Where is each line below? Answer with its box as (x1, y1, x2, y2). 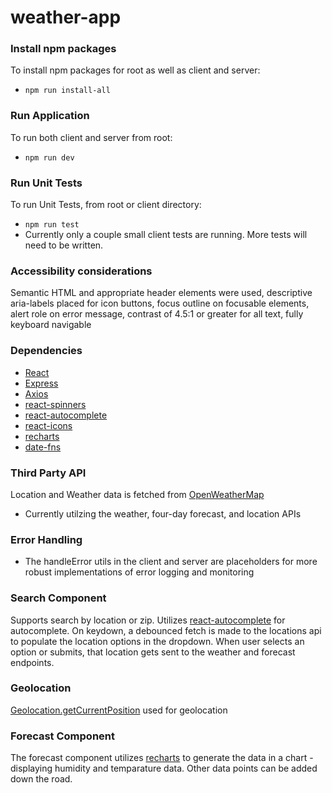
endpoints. (10, 656, 55, 668)
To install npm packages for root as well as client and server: (10, 64, 261, 76)
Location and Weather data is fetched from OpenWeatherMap (10, 488, 265, 500)
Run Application (10, 109, 90, 123)
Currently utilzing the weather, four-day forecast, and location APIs (24, 507, 302, 520)
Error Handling (10, 532, 83, 546)
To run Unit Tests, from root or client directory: (10, 199, 202, 211)
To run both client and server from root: (10, 131, 173, 143)
